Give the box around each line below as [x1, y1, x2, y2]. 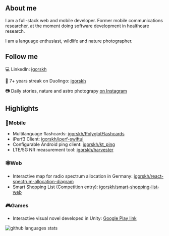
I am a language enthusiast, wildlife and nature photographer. [5, 38, 133, 44]
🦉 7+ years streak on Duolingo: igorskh [5, 77, 86, 84]
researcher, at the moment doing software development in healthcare [5, 23, 150, 29]
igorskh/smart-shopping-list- [99, 184, 160, 190]
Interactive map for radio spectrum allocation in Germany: [12, 173, 133, 179]
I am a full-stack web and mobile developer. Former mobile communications [5, 17, 163, 23]
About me [5, 4, 37, 13]
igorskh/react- [133, 173, 164, 179]
